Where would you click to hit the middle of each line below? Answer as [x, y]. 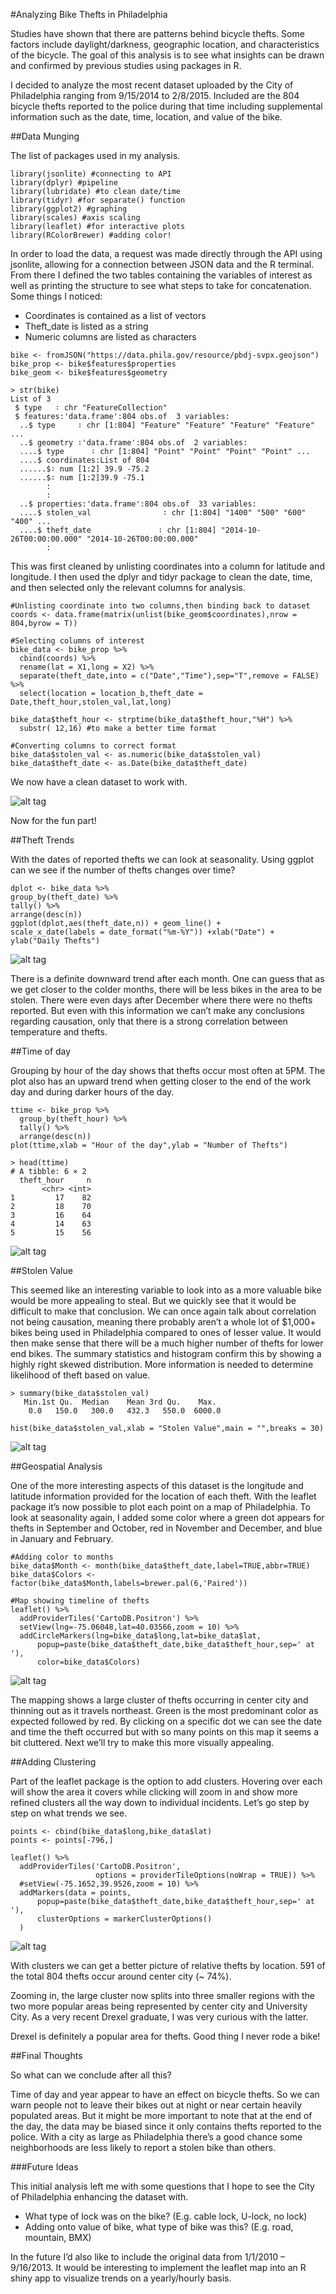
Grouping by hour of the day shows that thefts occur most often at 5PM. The [168, 1070]
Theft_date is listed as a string [86, 326]
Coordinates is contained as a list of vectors [115, 315]
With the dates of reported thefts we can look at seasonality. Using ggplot [162, 859]
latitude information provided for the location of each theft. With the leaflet [163, 1496]
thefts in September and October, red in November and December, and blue [166, 1528]
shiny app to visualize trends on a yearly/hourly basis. [121, 2278]
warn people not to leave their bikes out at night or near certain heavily [156, 2105]
